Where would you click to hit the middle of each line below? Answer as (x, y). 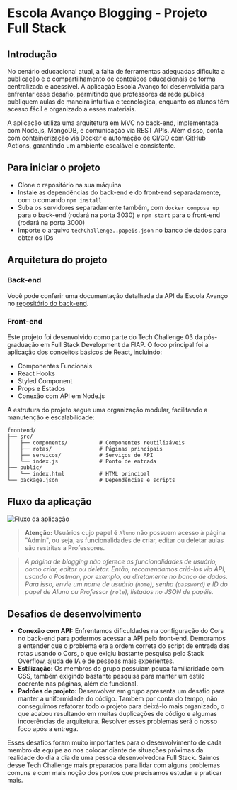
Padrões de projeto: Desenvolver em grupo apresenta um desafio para (121, 691)
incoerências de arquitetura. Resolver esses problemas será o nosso (117, 721)
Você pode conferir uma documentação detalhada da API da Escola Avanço (118, 295)
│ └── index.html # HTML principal (79, 473)
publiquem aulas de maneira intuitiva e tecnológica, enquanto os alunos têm (118, 102)
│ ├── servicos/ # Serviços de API (80, 455)
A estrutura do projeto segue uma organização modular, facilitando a (108, 410)
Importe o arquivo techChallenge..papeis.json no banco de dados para (122, 230)
